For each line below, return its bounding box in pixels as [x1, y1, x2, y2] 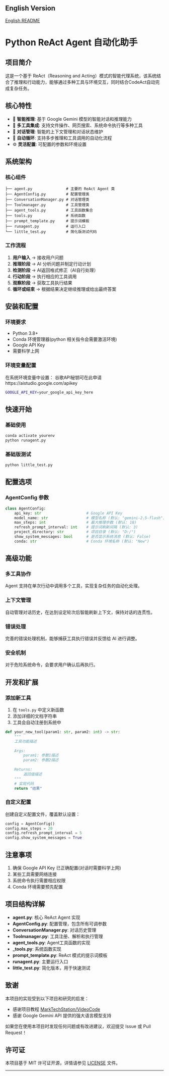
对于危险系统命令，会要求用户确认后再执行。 [5, 661, 98, 668]
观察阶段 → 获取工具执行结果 [12, 280, 73, 286]
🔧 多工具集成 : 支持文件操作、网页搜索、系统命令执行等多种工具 [12, 122, 143, 128]
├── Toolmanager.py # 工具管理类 [5, 202, 90, 208]
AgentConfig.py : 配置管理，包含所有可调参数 [12, 920, 107, 927]
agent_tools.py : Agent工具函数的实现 [12, 939, 91, 946]
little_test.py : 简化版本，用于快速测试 [12, 964, 91, 971]
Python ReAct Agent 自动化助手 [5, 37, 138, 48]
